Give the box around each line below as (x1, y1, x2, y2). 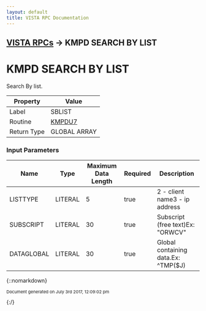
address (156, 203, 181, 211)
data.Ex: (156, 253, 180, 262)
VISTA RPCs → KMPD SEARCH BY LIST (6, 37, 158, 48)
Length (91, 177, 113, 186)
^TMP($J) (156, 261, 186, 270)
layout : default (6, 9, 48, 15)
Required (123, 170, 151, 178)
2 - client (156, 187, 185, 196)
